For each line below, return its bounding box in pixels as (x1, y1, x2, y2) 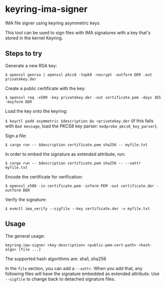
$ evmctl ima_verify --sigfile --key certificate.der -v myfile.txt (5, 206, 150, 211)
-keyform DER (5, 99, 32, 104)
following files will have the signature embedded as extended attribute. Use (5, 271, 160, 277)
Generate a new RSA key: (5, 62, 57, 68)
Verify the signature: (5, 196, 47, 202)
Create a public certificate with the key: (5, 85, 86, 91)
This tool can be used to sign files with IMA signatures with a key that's (5, 29, 151, 35)
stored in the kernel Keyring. (5, 35, 63, 41)
